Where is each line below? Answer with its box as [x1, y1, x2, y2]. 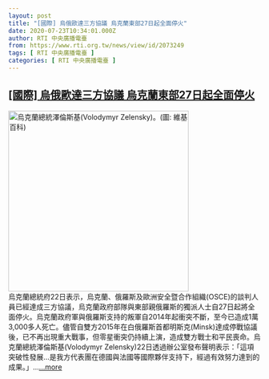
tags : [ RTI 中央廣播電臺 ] [8, 49, 94, 57]
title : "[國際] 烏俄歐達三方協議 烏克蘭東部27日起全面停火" [8, 19, 188, 27]
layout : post [8, 11, 52, 20]
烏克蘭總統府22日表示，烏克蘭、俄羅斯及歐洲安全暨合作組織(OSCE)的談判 [8, 291, 252, 301]
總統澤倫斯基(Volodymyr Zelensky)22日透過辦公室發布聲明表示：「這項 [22, 342, 255, 352]
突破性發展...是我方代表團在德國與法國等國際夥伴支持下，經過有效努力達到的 [8, 352, 260, 361]
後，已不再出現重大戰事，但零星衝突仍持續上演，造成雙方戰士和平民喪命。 [8, 332, 254, 341]
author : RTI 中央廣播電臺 [8, 34, 88, 43]
